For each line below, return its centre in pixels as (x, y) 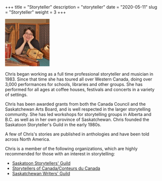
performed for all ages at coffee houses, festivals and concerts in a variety (80, 90)
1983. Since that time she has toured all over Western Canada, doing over (79, 79)
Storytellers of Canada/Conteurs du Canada (56, 168)
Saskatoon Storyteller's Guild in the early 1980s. (53, 125)
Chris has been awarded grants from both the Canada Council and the (75, 104)
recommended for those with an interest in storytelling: (60, 154)
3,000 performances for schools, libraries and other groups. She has (74, 84)
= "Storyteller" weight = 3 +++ (36, 12)
